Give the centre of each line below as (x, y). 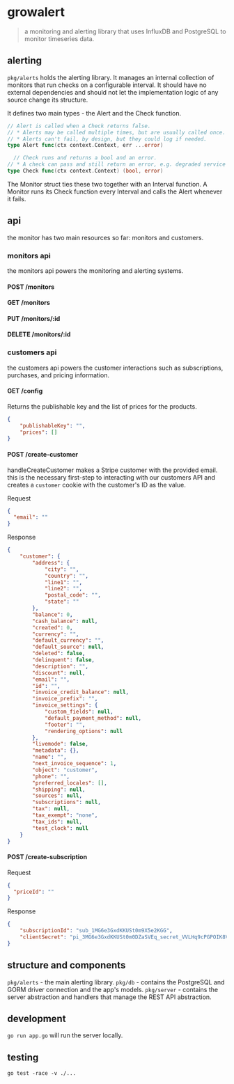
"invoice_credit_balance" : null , (81, 692)
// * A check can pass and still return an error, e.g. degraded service (117, 164)
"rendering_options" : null (84, 731)
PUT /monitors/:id (34, 318)
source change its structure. (48, 100)
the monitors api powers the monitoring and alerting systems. (95, 270)
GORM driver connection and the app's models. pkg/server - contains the (112, 989)
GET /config (25, 391)
